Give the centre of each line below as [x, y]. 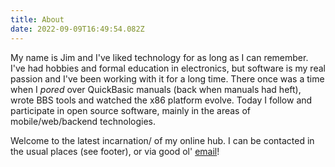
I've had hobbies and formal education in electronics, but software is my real [168, 68]
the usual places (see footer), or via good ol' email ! [115, 151]
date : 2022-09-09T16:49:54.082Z [77, 29]
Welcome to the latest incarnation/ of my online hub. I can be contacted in [162, 140]
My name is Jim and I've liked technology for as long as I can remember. [159, 57]
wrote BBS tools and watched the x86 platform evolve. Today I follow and [161, 100]
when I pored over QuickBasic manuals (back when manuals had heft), [156, 89]
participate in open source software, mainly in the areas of [131, 110]
